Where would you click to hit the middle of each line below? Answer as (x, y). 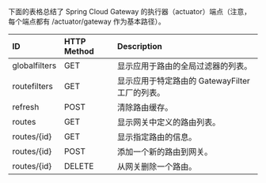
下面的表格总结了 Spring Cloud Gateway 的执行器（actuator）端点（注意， (130, 11)
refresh (26, 107)
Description (140, 46)
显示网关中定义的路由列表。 (169, 122)
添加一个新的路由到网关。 (165, 152)
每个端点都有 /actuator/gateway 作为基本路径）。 (87, 21)
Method (79, 51)
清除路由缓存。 (145, 107)
